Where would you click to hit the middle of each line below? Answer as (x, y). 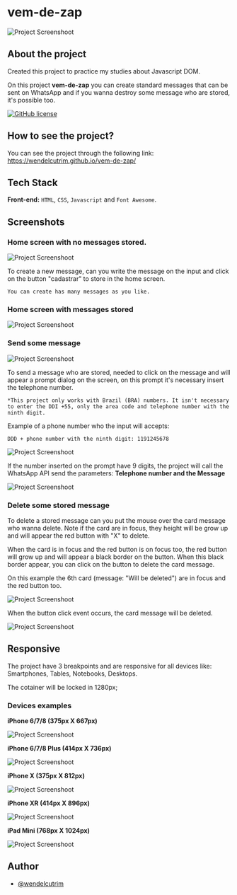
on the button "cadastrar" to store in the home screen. (86, 279)
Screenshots (36, 222)
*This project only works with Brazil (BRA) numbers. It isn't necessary (118, 400)
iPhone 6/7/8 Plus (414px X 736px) (59, 749)
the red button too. (35, 585)
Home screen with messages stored (70, 309)
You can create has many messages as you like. (79, 292)
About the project (47, 54)
